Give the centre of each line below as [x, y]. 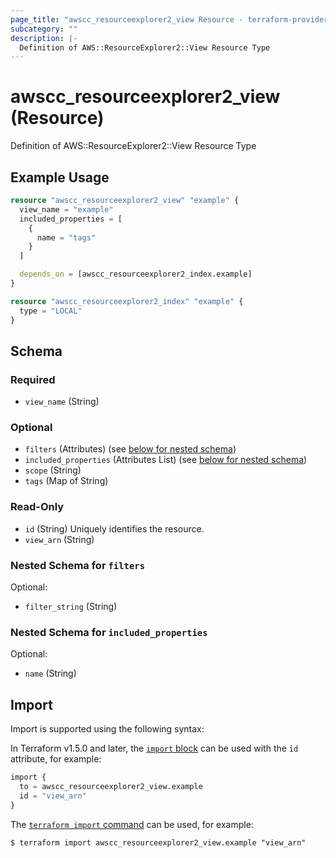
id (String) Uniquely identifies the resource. [114, 528]
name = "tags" [66, 237]
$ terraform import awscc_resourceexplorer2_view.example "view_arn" [158, 842]
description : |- [44, 38]
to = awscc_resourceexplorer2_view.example [111, 787]
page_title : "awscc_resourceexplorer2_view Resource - [127, 19]
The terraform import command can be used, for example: [132, 824]
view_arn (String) [59, 539]
